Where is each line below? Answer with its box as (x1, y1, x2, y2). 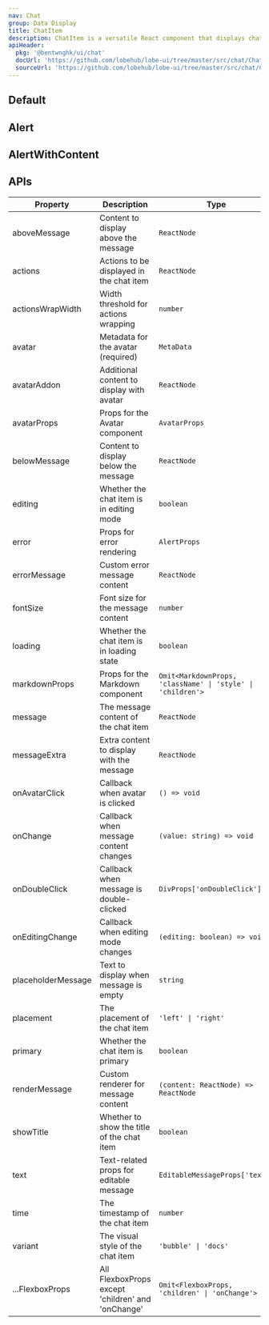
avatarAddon (12, 379, 62, 390)
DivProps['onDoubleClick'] (159, 884, 262, 893)
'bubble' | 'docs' (159, 1241, 229, 1251)
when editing (99, 926, 149, 937)
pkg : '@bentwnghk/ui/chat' (15, 49, 106, 57)
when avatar (99, 787, 147, 799)
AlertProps (159, 537, 200, 546)
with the (99, 754, 130, 765)
